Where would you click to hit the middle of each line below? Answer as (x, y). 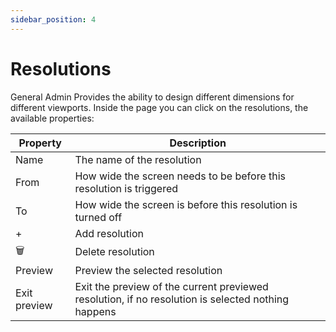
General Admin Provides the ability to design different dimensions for (152, 97)
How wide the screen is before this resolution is (186, 204)
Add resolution (109, 233)
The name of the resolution (138, 159)
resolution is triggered (126, 188)
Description (198, 143)
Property (40, 143)
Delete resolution (114, 252)
